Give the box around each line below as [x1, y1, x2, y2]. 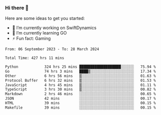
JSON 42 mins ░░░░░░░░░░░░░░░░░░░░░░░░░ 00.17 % [5, 96, 156, 101]
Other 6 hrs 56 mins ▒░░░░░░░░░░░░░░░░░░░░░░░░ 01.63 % [5, 73, 156, 78]
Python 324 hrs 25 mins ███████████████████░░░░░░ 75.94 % [5, 64, 156, 70]
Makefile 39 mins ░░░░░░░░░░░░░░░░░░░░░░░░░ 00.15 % [5, 105, 156, 110]
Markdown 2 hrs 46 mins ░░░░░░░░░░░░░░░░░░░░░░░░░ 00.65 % [5, 92, 156, 96]
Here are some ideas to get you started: [5, 16, 85, 21]
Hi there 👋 [5, 4, 29, 11]
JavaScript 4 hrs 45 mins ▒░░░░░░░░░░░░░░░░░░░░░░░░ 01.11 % [5, 82, 156, 87]
